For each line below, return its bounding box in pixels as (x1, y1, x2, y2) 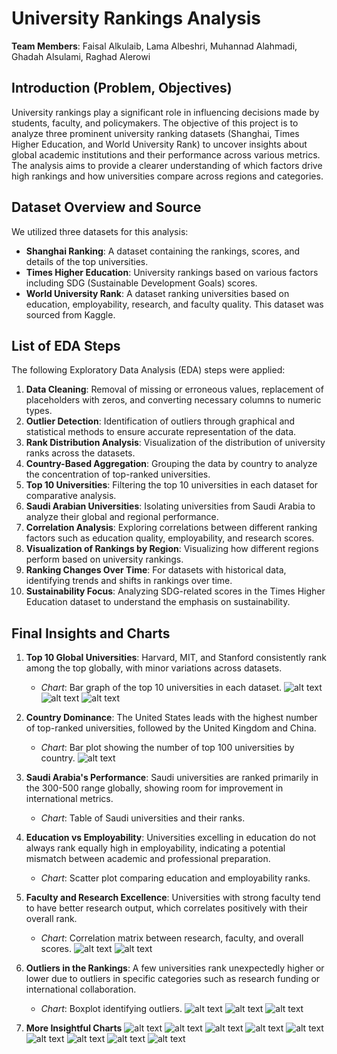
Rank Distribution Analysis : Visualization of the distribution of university (25, 437, 326, 449)
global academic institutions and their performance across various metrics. (11, 148, 321, 161)
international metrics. (25, 793, 114, 805)
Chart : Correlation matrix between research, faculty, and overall (40, 932, 304, 944)
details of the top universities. (25, 255, 149, 267)
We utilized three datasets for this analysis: (11, 225, 189, 237)
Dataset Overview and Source (11, 199, 202, 216)
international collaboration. (25, 983, 137, 996)
